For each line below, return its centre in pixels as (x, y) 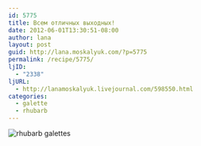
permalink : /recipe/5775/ (51, 60)
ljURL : (19, 81)
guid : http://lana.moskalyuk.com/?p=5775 (78, 52)
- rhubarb (31, 111)
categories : (28, 96)
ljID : (17, 67)
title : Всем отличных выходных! (62, 23)
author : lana (30, 37)
